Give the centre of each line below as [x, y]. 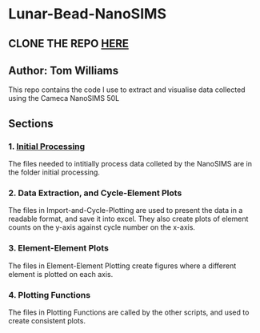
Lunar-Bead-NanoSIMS [87, 14]
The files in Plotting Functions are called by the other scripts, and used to [129, 312]
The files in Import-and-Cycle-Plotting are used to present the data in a [126, 211]
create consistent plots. [47, 320]
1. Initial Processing [47, 146]
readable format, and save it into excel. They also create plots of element [128, 219]
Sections [31, 124]
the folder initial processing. [54, 172]
